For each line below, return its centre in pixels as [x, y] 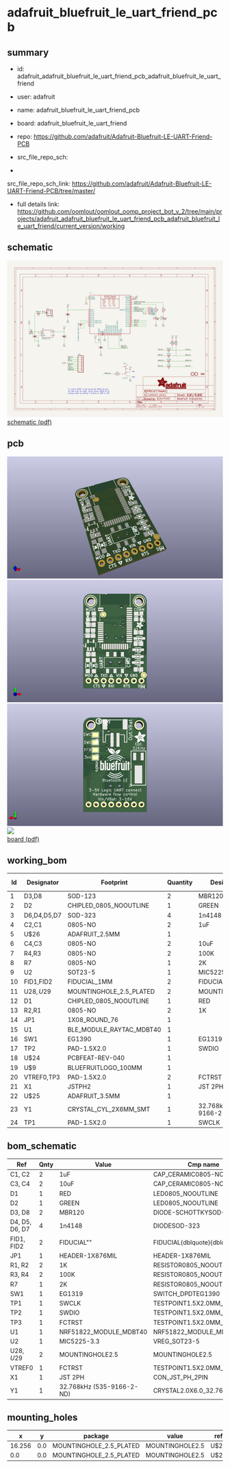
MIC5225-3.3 [79, 1341]
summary [28, 52]
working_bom [37, 861]
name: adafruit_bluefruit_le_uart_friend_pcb [78, 110]
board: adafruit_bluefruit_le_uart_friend [72, 123]
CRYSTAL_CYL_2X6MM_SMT [109, 1109]
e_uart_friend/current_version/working [71, 226]
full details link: [38, 204]
